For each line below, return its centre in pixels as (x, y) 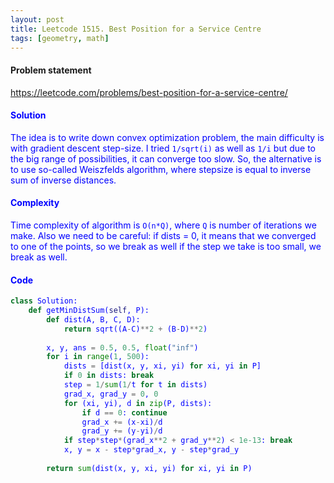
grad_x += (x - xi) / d (122, 422)
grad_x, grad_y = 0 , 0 (111, 394)
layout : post (37, 19)
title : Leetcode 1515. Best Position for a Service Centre (136, 29)
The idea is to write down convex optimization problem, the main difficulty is (167, 137)
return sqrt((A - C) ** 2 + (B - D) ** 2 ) (135, 329)
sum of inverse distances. (63, 180)
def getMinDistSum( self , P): (89, 311)
